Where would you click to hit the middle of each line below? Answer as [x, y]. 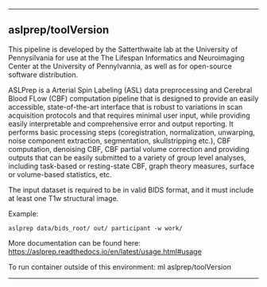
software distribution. [43, 74]
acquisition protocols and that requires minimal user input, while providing [129, 115]
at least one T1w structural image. [64, 198]
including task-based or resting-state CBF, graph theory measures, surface [132, 166]
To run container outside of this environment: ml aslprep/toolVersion [120, 266]
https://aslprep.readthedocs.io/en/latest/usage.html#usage [105, 251]
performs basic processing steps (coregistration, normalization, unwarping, [132, 132]
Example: [23, 213]
